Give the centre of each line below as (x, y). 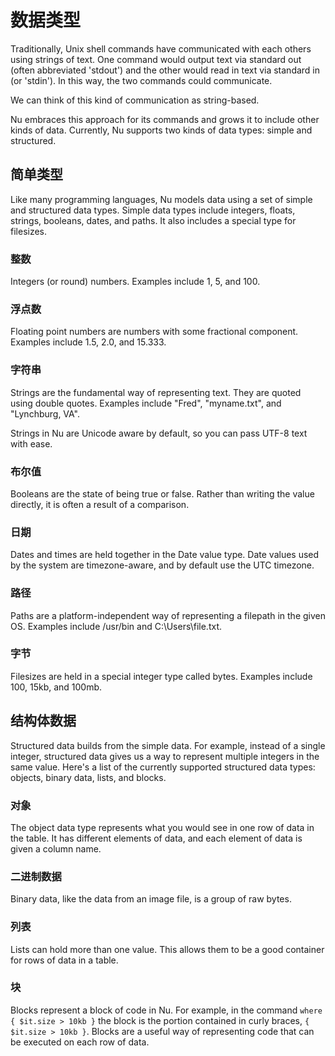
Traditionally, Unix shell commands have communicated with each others (161, 48)
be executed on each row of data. (80, 1042)
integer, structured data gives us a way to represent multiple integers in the (165, 756)
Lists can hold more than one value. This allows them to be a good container (167, 949)
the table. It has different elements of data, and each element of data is (156, 838)
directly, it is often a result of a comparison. (100, 504)
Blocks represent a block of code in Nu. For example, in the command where (166, 1010)
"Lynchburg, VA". (45, 413)
